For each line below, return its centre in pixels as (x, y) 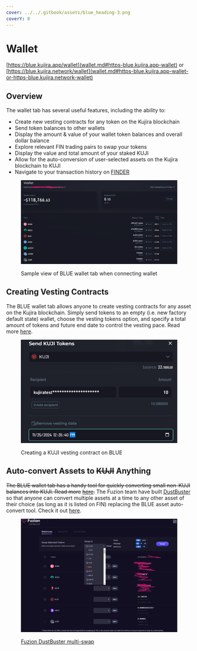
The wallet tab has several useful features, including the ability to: (86, 110)
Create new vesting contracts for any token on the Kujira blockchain (97, 122)
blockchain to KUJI (37, 166)
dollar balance (32, 141)
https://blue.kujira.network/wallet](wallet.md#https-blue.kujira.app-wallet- (98, 71)
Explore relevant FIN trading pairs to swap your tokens (81, 147)
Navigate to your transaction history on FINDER (72, 172)
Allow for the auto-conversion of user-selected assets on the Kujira (96, 160)
